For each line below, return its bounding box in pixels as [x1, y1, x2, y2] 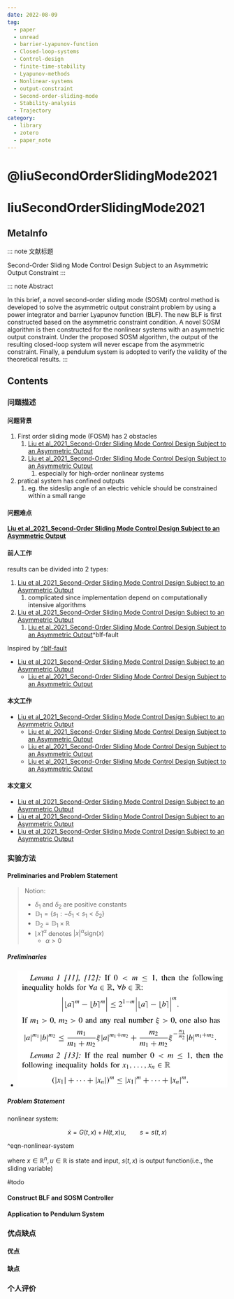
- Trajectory [13, 107, 52, 115]
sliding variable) [7, 1164, 54, 1172]
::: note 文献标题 [7, 247, 54, 255]
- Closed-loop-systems [13, 48, 80, 55]
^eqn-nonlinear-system [7, 1142, 75, 1150]
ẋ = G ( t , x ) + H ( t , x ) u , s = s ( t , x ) [67, 1128, 168, 1137]
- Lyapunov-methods [13, 70, 71, 77]
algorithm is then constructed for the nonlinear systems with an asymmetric [7, 325, 225, 334]
